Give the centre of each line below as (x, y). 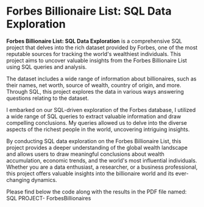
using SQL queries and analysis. (47, 67)
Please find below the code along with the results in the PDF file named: (97, 191)
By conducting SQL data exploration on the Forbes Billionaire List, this (94, 141)
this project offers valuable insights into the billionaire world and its (90, 173)
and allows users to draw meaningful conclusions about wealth (85, 154)
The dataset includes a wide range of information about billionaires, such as (101, 79)
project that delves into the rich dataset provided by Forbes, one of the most (102, 47)
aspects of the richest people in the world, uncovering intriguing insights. (98, 129)
